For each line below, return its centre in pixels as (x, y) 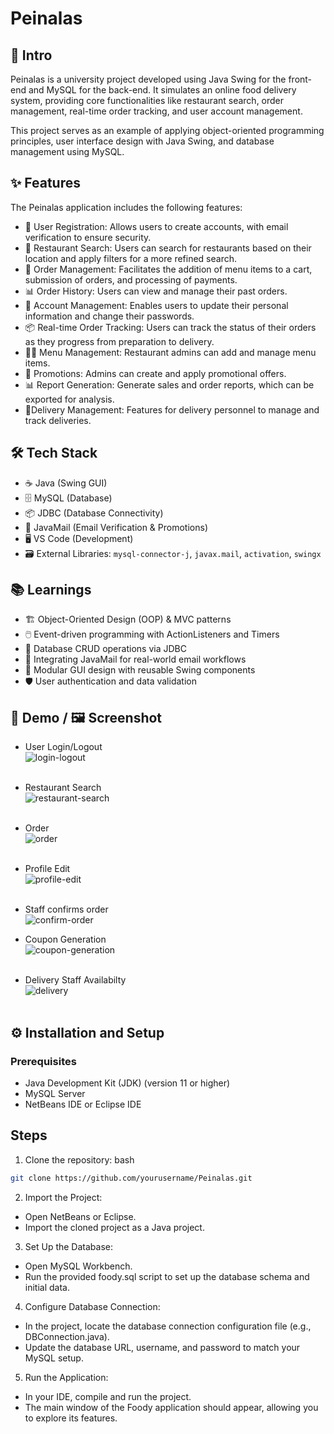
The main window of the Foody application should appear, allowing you (171, 1407)
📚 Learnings (51, 590)
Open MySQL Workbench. (78, 1266)
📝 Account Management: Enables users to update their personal (156, 305)
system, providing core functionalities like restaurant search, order (147, 100)
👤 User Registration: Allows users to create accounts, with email (156, 226)
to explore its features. (71, 1418)
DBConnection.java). (67, 1336)
